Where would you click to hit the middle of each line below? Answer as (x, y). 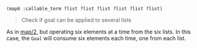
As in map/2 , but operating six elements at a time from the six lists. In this (99, 32)
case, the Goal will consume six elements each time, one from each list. (96, 38)
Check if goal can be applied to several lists (76, 20)
